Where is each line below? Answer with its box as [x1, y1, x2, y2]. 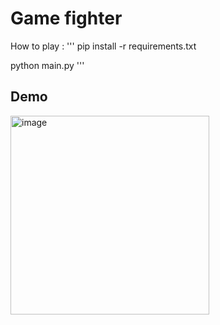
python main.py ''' [10, 59, 85, 71]
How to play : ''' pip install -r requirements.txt [10, 40, 197, 52]
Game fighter [10, 7, 123, 30]
